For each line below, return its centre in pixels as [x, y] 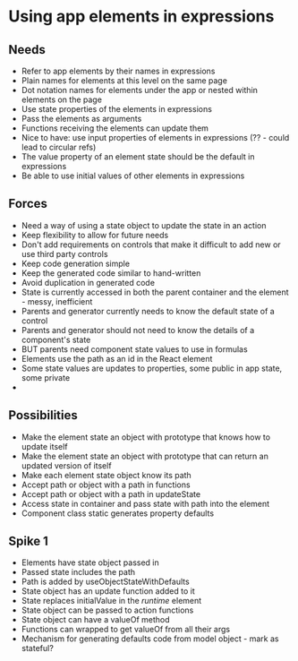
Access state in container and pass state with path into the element [145, 503]
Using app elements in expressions [141, 17]
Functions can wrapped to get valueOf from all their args [125, 630]
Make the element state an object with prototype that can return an [145, 456]
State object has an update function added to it [108, 591]
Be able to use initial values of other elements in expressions [133, 176]
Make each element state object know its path [106, 475]
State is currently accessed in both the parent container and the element [155, 292]
